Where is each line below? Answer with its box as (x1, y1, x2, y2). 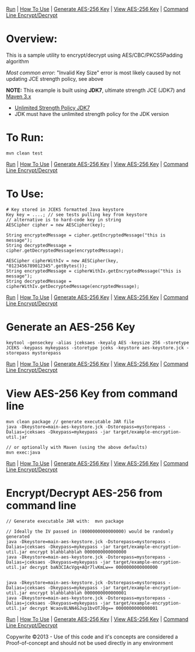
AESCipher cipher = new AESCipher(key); (6, 222, 106, 228)
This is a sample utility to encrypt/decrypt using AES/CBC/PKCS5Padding (6, 52, 183, 59)
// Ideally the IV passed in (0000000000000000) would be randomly (6, 529, 174, 534)
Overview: (6, 32, 58, 46)
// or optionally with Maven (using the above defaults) (6, 444, 148, 450)
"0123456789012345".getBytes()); (6, 263, 88, 269)
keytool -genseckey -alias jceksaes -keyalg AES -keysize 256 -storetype (6, 339, 190, 345)
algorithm (6, 57, 29, 64)
